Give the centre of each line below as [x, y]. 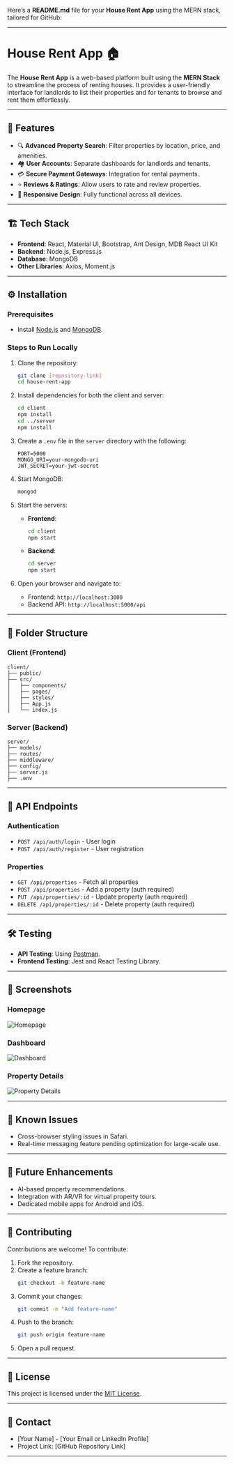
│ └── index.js [32, 710]
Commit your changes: [50, 1296]
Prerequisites [30, 314]
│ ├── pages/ [29, 692]
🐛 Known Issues [43, 1119]
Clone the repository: [48, 363]
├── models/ [24, 748]
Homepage [26, 1009]
